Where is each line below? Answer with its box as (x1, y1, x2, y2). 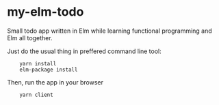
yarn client (19, 91, 53, 98)
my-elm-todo (7, 4, 84, 20)
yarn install (19, 60, 57, 67)
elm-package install (19, 66, 78, 73)
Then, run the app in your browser (7, 78, 104, 86)
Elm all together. (7, 33, 53, 42)
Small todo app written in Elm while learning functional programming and (7, 27, 212, 35)
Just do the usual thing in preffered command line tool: (7, 47, 162, 55)
